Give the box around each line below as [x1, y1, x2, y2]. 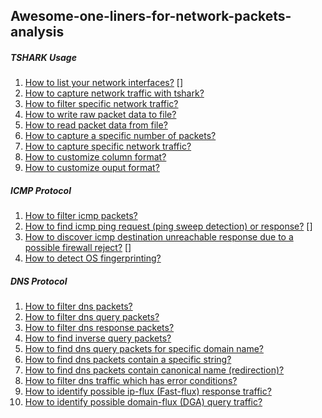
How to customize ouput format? [24, 162, 160, 174]
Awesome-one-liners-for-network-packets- [10, 8, 292, 25]
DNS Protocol [10, 275, 68, 287]
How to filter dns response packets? [24, 322, 175, 334]
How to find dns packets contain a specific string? [24, 354, 232, 366]
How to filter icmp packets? [24, 210, 138, 222]
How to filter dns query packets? [24, 311, 160, 323]
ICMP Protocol [10, 184, 72, 196]
